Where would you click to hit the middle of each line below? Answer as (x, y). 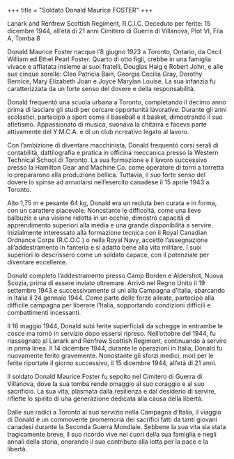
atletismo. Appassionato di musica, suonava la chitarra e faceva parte (107, 124)
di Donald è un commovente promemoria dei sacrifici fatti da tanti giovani (112, 419)
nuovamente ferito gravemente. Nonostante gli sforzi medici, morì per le (110, 355)
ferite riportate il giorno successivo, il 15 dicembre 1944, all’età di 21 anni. (112, 363)
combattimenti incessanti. (44, 313)
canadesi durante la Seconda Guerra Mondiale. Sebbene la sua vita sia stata (117, 427)
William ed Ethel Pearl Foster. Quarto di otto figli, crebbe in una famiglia (109, 59)
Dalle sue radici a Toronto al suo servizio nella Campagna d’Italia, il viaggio (114, 412)
